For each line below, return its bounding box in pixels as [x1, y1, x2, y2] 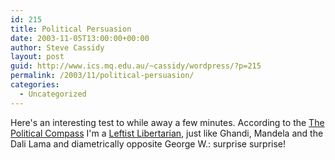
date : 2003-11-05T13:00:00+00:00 [10, 33, 150, 43]
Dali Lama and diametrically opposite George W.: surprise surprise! [10, 137, 287, 150]
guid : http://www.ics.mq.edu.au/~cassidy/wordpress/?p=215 [10, 61, 262, 71]
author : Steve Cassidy [10, 42, 105, 53]
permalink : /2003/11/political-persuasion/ [10, 71, 195, 81]
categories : [10, 80, 60, 90]
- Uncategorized [19, 89, 87, 99]
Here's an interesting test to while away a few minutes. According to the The [10, 116, 325, 128]
